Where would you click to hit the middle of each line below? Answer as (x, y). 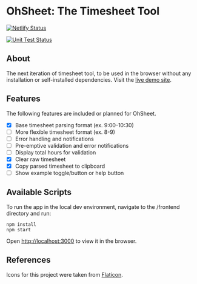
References (28, 260)
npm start (19, 230)
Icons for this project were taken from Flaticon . (65, 274)
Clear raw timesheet (40, 159)
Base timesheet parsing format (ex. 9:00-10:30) (75, 125)
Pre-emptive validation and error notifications (72, 145)
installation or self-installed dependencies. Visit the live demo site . (89, 79)
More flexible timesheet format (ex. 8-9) (65, 132)
